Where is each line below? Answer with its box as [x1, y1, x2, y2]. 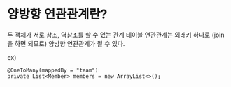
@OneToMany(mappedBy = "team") [7, 67, 99, 74]
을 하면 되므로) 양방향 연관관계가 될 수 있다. [7, 39, 125, 47]
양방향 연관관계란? [7, 6, 108, 22]
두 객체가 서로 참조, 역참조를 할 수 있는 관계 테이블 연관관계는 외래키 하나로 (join [7, 31, 225, 39]
